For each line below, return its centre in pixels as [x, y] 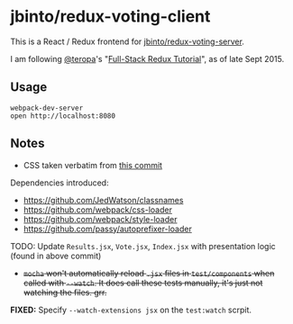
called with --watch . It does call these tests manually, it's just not [143, 283]
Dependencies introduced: [60, 183]
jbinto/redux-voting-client [110, 17]
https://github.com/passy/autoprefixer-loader [107, 229]
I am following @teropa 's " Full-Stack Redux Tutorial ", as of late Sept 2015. [147, 58]
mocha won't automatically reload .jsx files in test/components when [149, 273]
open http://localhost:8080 [63, 116]
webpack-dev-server [47, 108]
